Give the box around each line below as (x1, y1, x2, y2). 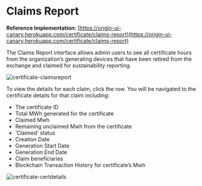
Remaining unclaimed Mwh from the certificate (15, 122, 132, 130)
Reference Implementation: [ (6, 24, 80, 32)
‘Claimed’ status (15, 129, 56, 136)
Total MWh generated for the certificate (15, 110, 114, 117)
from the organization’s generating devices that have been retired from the (6, 55, 192, 62)
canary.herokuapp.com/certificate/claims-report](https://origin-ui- (6, 30, 172, 38)
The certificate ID (15, 103, 59, 110)
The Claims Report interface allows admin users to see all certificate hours (6, 48, 192, 56)
